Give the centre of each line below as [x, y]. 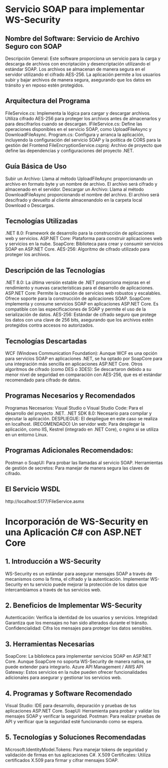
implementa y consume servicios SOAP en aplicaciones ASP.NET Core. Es [82, 304]
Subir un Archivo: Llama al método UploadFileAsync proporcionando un [79, 178]
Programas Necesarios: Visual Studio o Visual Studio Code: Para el [74, 408]
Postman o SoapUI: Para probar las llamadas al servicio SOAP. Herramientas [84, 463]
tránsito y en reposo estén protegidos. [45, 85]
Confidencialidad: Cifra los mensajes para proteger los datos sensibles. [79, 628]
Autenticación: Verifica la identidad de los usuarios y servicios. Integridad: [82, 618]
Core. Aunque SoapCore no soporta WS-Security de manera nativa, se [78, 662]
